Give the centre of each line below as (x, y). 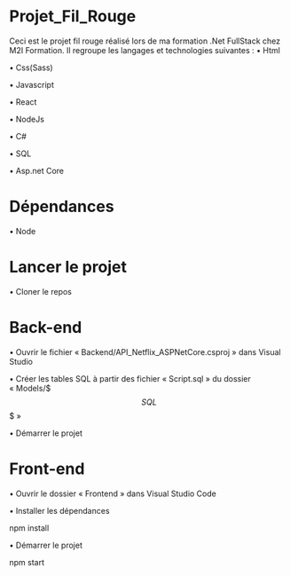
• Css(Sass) (31, 67)
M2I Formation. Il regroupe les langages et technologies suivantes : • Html (145, 50)
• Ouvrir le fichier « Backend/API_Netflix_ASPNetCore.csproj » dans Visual (145, 351)
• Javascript (32, 84)
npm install (29, 528)
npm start (27, 562)
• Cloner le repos (41, 291)
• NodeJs (27, 119)
